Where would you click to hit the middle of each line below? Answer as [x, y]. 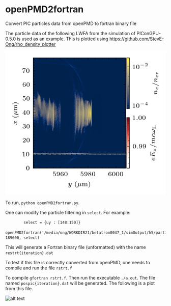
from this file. [19, 288]
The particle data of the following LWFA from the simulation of [70, 33]
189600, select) [22, 238]
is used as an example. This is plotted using [63, 39]
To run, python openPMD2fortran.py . [42, 203]
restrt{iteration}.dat [29, 253]
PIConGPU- [149, 33]
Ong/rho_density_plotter [31, 44]
